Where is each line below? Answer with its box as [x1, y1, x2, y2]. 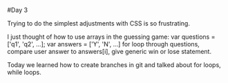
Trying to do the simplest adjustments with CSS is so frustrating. [7, 19, 190, 27]
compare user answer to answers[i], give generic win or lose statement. [7, 48, 212, 55]
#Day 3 [7, 6, 28, 14]
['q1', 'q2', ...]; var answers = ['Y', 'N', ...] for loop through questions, [7, 40, 200, 48]
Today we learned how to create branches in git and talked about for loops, [7, 61, 221, 68]
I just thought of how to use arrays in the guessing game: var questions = [7, 33, 216, 41]
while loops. [7, 68, 41, 76]
